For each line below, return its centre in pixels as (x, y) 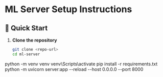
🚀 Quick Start (26, 28)
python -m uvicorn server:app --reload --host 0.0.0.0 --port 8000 (74, 69)
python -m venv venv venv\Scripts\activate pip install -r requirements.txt (81, 64)
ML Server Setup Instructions (68, 9)
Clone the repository (34, 40)
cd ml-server (26, 54)
